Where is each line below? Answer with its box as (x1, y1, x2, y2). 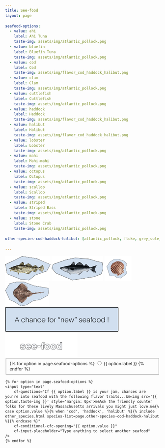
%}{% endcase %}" (5, 418, 41, 423)
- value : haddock (9, 106, 45, 112)
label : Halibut (14, 128, 45, 132)
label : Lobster (14, 143, 45, 148)
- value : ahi (9, 29, 36, 34)
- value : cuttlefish (9, 91, 52, 96)
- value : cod (9, 60, 36, 65)
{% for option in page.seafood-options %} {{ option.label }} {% (9, 360, 145, 366)
